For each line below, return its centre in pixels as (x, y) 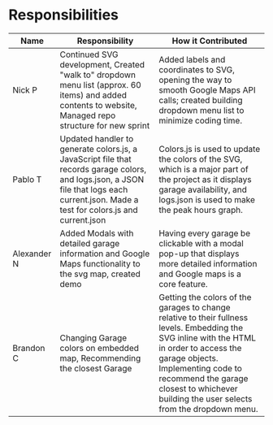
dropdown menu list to (201, 110)
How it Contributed (210, 41)
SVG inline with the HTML (207, 337)
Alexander (32, 254)
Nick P (25, 89)
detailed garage (90, 243)
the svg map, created (100, 274)
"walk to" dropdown (98, 75)
